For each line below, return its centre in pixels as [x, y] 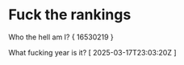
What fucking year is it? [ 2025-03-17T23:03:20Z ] [92, 52]
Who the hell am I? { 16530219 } [61, 37]
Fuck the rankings [70, 15]
